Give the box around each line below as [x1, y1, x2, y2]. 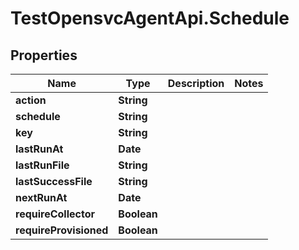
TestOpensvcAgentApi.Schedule [10, 7, 290, 30]
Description [167, 77, 225, 90]
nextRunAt [15, 191, 68, 204]
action [15, 93, 47, 107]
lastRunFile [15, 158, 70, 172]
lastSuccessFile [15, 175, 93, 188]
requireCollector [15, 207, 95, 221]
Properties [10, 47, 78, 64]
